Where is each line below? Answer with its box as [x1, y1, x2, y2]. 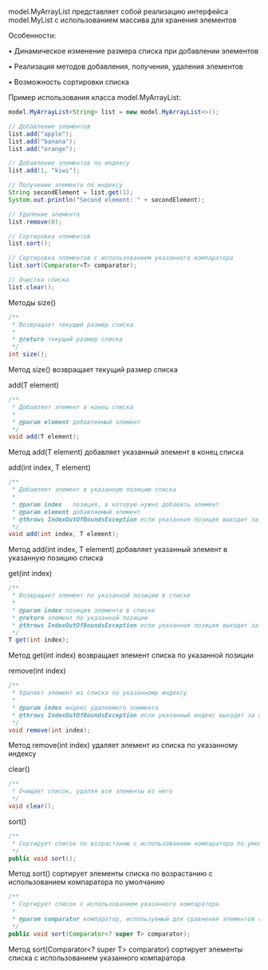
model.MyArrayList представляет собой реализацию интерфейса [8, 7, 229, 16]
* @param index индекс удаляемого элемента [11, 703, 159, 712]
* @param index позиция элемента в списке [11, 606, 156, 614]
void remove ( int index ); [8, 726, 91, 734]
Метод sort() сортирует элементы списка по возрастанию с [8, 869, 213, 878]
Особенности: [8, 31, 57, 40]
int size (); [8, 351, 48, 359]
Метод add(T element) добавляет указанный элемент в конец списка [8, 447, 244, 457]
